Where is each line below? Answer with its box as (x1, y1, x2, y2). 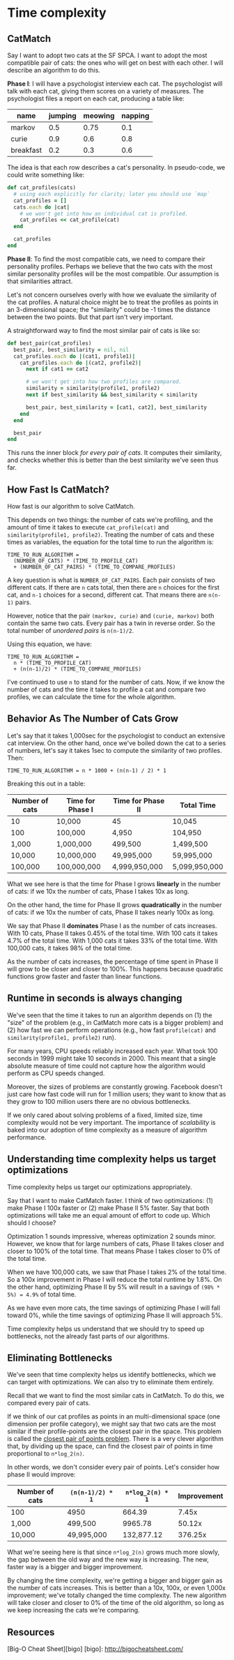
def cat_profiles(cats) (7, 184, 77, 191)
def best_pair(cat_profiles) (7, 340, 92, 347)
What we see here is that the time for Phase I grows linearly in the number (7, 879, 221, 888)
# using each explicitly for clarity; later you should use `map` (13, 190, 210, 197)
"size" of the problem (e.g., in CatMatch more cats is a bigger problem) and (7, 1018, 224, 1026)
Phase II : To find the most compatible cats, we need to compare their (7, 255, 205, 263)
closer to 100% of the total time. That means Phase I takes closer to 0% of (7, 1247, 221, 1255)
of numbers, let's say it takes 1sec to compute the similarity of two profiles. (7, 746, 222, 754)
